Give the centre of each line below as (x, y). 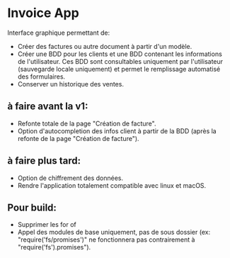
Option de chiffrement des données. (70, 178)
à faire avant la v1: (48, 107)
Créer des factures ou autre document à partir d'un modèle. (105, 46)
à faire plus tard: (44, 161)
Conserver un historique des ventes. (70, 84)
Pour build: (32, 207)
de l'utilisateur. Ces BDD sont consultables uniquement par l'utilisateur (120, 61)
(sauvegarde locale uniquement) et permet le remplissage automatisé (119, 69)
